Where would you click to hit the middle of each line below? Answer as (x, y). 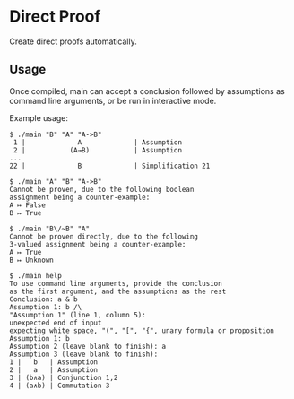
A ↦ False (28, 205)
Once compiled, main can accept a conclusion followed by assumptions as (147, 91)
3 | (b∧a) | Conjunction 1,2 (64, 377)
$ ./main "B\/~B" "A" (50, 229)
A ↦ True (26, 252)
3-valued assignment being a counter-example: (98, 244)
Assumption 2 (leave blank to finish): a (88, 346)
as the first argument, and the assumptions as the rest (118, 291)
